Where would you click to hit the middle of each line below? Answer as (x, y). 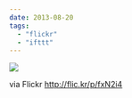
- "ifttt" (35, 42)
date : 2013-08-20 (41, 17)
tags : (19, 26)
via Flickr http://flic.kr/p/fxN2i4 (66, 85)
